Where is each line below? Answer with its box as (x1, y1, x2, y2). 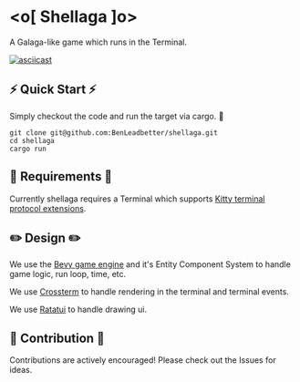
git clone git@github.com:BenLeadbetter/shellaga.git (9, 128, 219, 138)
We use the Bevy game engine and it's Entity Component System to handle (9, 259, 292, 270)
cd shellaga (9, 136, 55, 145)
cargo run (9, 144, 47, 153)
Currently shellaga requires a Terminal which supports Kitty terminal (9, 193, 265, 204)
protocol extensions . (9, 202, 87, 213)
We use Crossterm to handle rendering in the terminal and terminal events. (9, 286, 290, 297)
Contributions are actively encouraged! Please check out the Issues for (9, 355, 276, 366)
